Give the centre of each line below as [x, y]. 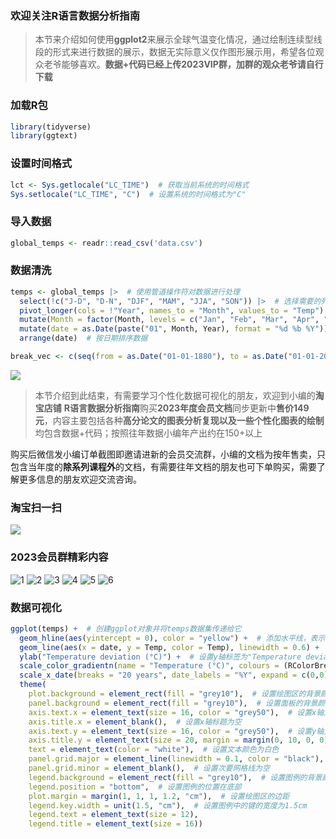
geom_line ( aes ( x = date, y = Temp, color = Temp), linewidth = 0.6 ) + [169, 647]
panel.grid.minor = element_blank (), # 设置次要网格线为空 [149, 768]
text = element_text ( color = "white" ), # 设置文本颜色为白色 [154, 750]
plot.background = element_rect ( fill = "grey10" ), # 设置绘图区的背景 [175, 694]
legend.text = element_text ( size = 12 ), [113, 815]
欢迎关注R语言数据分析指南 [75, 15]
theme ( [33, 685]
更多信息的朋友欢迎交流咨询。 [80, 479]
